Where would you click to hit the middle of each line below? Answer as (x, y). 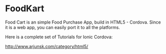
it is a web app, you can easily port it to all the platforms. (62, 27)
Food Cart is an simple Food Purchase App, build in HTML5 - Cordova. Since (83, 22)
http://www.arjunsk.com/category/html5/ (47, 46)
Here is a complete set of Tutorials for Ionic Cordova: (59, 37)
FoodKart (25, 9)
